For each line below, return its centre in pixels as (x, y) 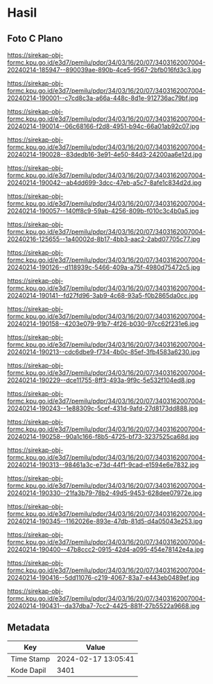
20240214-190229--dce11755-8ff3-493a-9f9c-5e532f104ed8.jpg (101, 380)
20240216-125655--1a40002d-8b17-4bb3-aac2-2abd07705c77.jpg (104, 239)
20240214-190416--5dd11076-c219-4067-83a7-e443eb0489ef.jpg (103, 577)
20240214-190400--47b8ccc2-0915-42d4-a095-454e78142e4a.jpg (105, 549)
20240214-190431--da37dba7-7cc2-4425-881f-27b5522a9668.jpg (103, 606)
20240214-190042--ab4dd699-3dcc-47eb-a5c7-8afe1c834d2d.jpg (104, 183)
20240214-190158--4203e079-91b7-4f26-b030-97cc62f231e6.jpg (103, 324)
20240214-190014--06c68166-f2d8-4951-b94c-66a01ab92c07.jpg (103, 126)
